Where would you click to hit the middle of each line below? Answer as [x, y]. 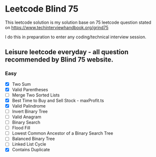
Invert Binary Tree [30, 111]
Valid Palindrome [29, 106]
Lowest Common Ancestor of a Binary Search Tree [63, 133]
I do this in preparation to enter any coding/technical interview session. [76, 37]
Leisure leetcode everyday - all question [67, 52]
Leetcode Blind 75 [42, 9]
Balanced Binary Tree [33, 139]
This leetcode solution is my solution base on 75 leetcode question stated [78, 22]
